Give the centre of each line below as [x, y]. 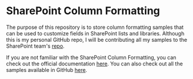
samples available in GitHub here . [46, 70]
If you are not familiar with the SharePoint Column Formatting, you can [91, 57]
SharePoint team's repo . [35, 46]
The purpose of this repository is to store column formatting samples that [95, 27]
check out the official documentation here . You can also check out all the [95, 64]
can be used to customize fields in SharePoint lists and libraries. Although [95, 33]
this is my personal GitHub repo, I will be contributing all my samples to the [96, 39]
